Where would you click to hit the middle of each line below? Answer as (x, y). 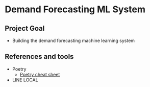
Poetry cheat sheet (40, 74)
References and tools (39, 57)
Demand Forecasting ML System (75, 9)
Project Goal (25, 28)
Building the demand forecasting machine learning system (73, 40)
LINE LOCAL (25, 80)
